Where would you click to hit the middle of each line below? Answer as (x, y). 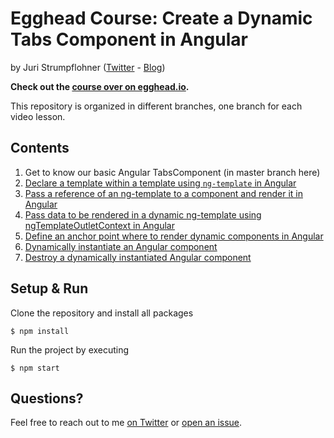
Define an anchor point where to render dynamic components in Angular (174, 236)
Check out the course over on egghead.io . (100, 86)
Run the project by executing (70, 349)
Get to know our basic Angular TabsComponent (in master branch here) (172, 172)
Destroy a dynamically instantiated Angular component (138, 257)
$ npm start (35, 368)
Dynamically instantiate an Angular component (121, 246)
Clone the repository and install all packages (102, 313)
